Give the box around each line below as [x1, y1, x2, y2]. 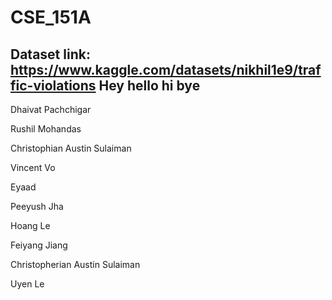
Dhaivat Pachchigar [10, 104, 92, 115]
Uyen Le [10, 278, 45, 290]
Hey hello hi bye [98, 77, 201, 94]
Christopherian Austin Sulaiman [10, 259, 141, 270]
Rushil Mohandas [10, 123, 82, 135]
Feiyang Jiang [10, 239, 68, 251]
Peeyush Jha [10, 201, 64, 212]
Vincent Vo [10, 162, 56, 173]
